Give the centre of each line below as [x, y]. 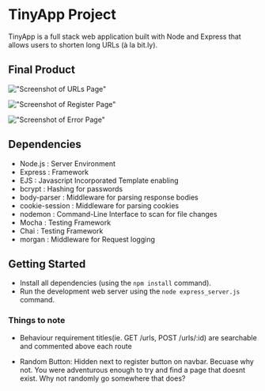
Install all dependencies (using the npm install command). [115, 283]
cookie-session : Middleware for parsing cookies [99, 205]
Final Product [42, 70]
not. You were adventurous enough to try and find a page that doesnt [132, 370]
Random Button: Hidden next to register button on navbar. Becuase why [137, 361]
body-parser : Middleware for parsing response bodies [109, 197]
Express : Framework [54, 172]
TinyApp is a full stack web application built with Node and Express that [125, 36]
